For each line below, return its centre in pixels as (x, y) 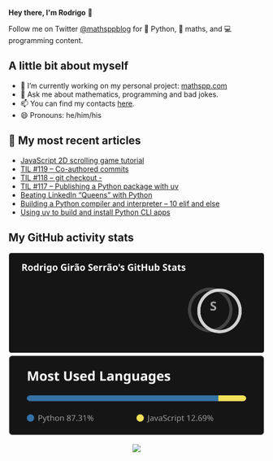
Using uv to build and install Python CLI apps (95, 212)
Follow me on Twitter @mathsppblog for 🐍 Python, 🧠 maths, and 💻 (120, 29)
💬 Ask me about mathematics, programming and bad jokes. (119, 94)
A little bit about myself (68, 66)
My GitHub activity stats (71, 238)
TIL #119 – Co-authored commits (74, 169)
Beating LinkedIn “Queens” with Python (86, 194)
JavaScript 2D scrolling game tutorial (82, 160)
